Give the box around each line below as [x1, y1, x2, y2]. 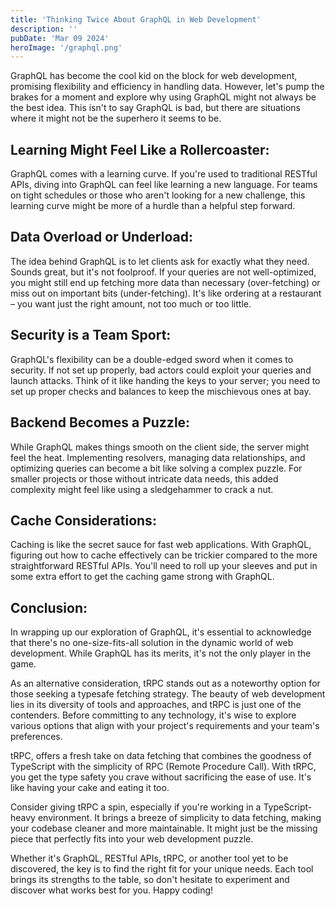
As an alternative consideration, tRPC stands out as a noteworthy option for [10, 677, 321, 690]
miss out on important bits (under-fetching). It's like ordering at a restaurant [10, 287, 322, 299]
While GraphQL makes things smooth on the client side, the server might [10, 441, 310, 453]
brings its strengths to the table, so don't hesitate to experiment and [10, 874, 290, 886]
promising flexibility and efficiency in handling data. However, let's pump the [10, 81, 325, 93]
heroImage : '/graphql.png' [10, 42, 123, 53]
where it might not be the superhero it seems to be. [10, 112, 222, 125]
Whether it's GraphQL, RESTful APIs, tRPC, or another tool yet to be [10, 852, 289, 865]
